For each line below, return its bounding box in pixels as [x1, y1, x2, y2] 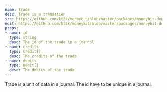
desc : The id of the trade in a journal [9, 40, 94, 45]
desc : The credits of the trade [9, 53, 77, 59]
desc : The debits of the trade [9, 68, 75, 73]
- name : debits [5, 58, 37, 63]
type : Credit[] [9, 49, 41, 54]
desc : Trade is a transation [5, 12, 66, 17]
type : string [9, 35, 37, 40]
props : [5, 26, 19, 31]
